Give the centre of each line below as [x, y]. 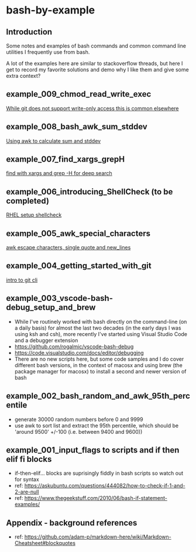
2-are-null [27, 492]
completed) [28, 200]
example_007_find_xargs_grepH [65, 160]
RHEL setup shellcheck [34, 215]
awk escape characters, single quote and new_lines [68, 248]
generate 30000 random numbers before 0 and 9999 [79, 419]
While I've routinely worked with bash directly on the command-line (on [101, 321]
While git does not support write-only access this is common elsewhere [93, 108]
